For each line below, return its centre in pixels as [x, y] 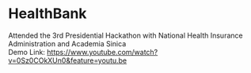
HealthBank [48, 14]
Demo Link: [27, 52]
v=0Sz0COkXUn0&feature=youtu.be [68, 60]
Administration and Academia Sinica [67, 43]
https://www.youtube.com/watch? [103, 52]
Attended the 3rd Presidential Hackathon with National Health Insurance [125, 35]
